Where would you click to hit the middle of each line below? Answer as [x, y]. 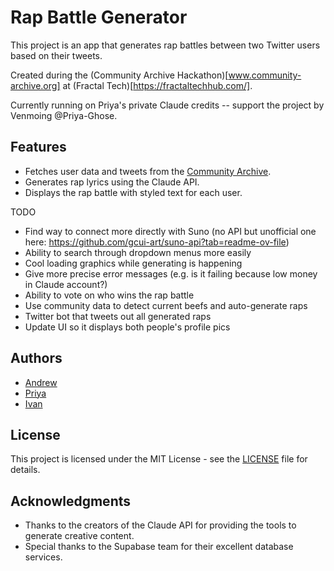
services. [43, 557]
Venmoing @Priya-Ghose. [64, 115]
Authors [36, 358]
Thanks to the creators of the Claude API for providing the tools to [160, 525]
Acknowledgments [71, 501]
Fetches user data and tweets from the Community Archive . [148, 171]
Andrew [41, 382]
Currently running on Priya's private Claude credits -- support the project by [167, 105]
